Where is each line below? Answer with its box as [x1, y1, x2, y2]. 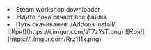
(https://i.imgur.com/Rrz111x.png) [7, 35, 102, 43]
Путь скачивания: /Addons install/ [16, 20, 116, 28]
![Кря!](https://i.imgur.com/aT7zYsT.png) [7, 28, 124, 35]
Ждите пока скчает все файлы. [16, 12, 109, 21]
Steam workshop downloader [16, 6, 101, 13]
